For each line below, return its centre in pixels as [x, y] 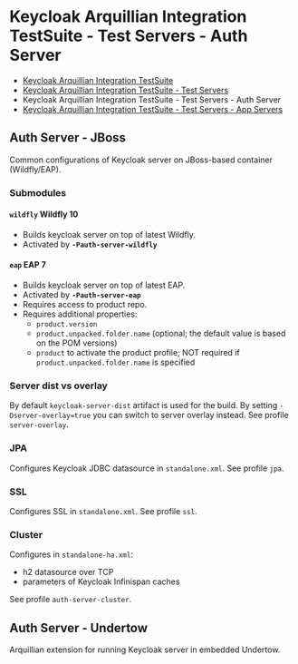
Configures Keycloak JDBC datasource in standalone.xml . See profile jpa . [147, 468]
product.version [67, 325]
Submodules [38, 192]
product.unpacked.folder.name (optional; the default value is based [161, 334]
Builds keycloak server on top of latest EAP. [104, 285]
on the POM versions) [77, 343]
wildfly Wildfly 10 [44, 214]
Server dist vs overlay [59, 386]
